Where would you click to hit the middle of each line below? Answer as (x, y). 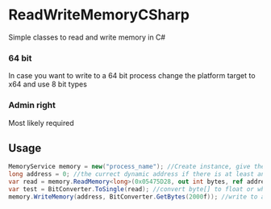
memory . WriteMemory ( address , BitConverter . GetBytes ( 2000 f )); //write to (133, 196)
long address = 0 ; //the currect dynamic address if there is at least (131, 174)
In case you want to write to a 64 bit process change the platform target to (132, 76)
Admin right (32, 105)
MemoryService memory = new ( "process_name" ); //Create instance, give (129, 167)
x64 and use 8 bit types (48, 84)
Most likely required (41, 123)
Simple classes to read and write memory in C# (87, 37)
